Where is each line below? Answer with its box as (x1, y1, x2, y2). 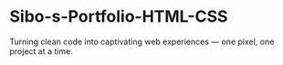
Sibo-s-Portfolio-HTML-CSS (9, 6, 228, 27)
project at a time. (9, 45, 73, 56)
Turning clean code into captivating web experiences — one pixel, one (9, 36, 275, 47)
